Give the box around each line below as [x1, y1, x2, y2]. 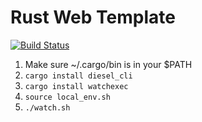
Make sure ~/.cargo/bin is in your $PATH [24, 58, 193, 70]
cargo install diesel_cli [24, 71, 133, 81]
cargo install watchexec [24, 81, 129, 91]
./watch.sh [24, 102, 71, 113]
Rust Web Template [10, 6, 176, 29]
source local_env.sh [24, 92, 111, 102]
